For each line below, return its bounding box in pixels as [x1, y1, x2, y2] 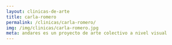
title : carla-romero [6, 14, 57, 20]
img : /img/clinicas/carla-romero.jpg [6, 25, 99, 31]
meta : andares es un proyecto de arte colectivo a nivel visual [6, 30, 167, 36]
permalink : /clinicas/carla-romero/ [6, 19, 96, 25]
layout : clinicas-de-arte [6, 8, 70, 15]
